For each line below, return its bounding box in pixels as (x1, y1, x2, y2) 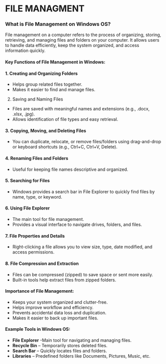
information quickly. (5, 48, 46, 53)
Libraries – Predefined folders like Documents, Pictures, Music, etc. (12, 353, 151, 359)
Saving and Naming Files (12, 96, 63, 102)
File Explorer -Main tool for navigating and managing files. (12, 337, 132, 343)
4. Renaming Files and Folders (5, 156, 68, 161)
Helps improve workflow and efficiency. (12, 304, 94, 310)
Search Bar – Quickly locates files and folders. (12, 348, 108, 354)
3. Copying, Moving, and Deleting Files (5, 127, 87, 134)
